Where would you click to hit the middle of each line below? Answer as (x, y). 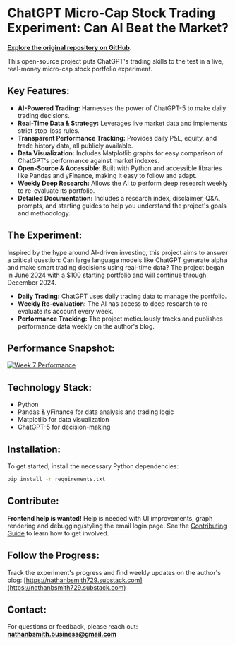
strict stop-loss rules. (48, 130)
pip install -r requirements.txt (56, 479)
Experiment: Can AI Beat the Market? (118, 28)
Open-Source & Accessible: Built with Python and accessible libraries (120, 168)
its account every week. (79, 311)
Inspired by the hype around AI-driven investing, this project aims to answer (117, 252)
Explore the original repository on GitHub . (70, 47)
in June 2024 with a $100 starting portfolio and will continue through (107, 275)
